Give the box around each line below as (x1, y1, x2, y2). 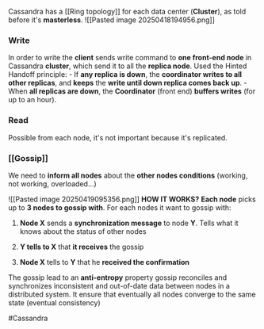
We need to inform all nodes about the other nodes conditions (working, (8, 170, 248, 180)
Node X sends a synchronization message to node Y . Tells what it (19, 218, 239, 228)
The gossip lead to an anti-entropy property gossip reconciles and (8, 273, 228, 282)
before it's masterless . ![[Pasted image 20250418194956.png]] (8, 15, 216, 25)
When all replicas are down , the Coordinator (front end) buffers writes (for (8, 86, 256, 96)
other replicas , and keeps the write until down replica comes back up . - (8, 78, 247, 88)
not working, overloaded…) (8, 178, 97, 189)
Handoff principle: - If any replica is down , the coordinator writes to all (8, 70, 243, 79)
